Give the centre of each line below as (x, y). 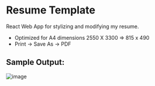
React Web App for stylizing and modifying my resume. (73, 26)
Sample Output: (35, 62)
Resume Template (51, 10)
